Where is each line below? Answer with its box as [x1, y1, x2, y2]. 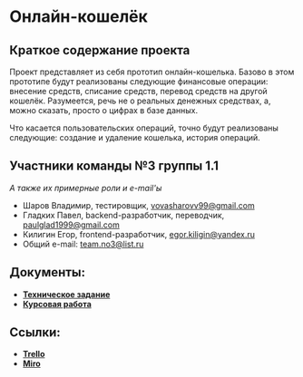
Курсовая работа [22, 298, 93, 309]
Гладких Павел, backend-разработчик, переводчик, [22, 209, 225, 220]
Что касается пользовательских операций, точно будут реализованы [9, 122, 279, 133]
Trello [22, 349, 45, 360]
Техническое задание [22, 288, 111, 300]
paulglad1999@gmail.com [22, 219, 120, 230]
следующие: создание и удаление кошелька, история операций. [9, 132, 260, 142]
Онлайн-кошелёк [9, 6, 148, 27]
